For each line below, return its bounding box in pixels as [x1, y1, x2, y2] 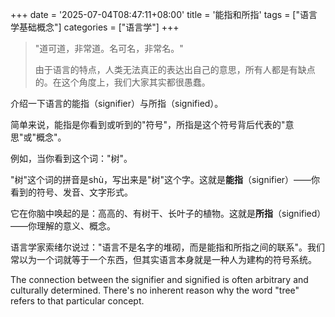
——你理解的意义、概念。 [10, 220, 116, 232]
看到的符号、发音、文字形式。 [10, 186, 133, 198]
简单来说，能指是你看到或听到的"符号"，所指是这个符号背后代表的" [10, 119, 286, 130]
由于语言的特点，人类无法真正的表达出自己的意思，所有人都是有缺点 [34, 64, 316, 75]
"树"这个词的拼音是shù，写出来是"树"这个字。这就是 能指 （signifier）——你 [10, 174, 321, 185]
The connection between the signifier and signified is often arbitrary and [10, 274, 309, 285]
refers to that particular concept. [10, 295, 145, 307]
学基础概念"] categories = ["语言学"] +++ [10, 21, 180, 33]
